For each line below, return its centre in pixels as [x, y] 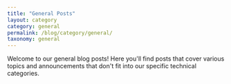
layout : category [32, 20]
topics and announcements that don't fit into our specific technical [102, 66]
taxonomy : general [34, 39]
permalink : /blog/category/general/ [60, 33]
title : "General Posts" [41, 13]
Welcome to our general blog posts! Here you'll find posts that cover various [116, 59]
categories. [23, 74]
